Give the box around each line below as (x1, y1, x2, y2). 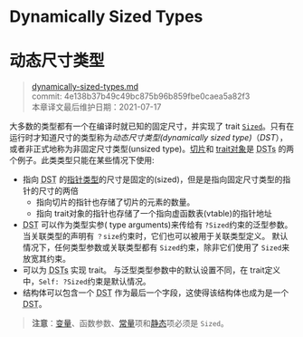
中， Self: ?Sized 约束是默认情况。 (22, 276, 151, 287)
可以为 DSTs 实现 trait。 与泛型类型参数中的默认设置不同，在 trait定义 (22, 265, 281, 275)
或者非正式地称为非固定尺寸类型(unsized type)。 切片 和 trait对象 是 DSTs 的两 (9, 143, 295, 155)
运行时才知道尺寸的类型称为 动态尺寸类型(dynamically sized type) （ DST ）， (9, 132, 288, 143)
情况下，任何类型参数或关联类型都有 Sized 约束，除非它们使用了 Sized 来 (22, 242, 290, 253)
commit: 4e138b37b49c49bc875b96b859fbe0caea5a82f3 (31, 91, 251, 101)
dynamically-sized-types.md (31, 82, 138, 92)
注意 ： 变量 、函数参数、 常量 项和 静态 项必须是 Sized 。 (31, 318, 229, 329)
